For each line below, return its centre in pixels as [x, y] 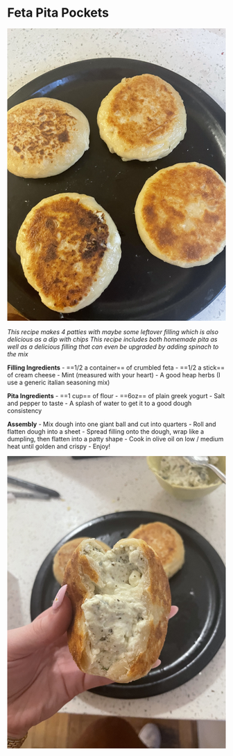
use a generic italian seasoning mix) [59, 382]
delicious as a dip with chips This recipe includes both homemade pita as [112, 339]
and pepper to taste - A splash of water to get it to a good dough [100, 403]
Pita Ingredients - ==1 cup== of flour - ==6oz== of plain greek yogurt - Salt [116, 395]
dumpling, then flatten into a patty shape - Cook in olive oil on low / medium [115, 439]
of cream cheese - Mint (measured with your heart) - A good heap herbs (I [114, 375]
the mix [18, 354]
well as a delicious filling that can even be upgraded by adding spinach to [113, 347]
